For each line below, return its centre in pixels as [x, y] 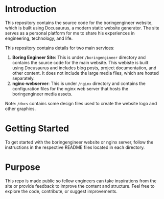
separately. [23, 78]
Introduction [31, 9]
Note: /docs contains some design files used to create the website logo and [81, 103]
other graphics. [21, 109]
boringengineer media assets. [42, 94]
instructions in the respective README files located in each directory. [75, 147]
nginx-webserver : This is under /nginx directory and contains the [79, 83]
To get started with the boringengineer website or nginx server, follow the [79, 142]
